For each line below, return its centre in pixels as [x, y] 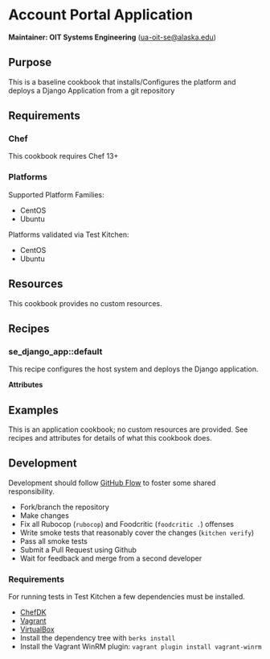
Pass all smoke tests [54, 541]
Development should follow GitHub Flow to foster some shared [112, 483]
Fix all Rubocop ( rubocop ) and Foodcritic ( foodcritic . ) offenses [127, 524]
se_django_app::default [55, 351]
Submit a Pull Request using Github [78, 549]
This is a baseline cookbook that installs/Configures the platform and [122, 81]
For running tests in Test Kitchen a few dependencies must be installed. [127, 597]
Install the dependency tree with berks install [98, 638]
